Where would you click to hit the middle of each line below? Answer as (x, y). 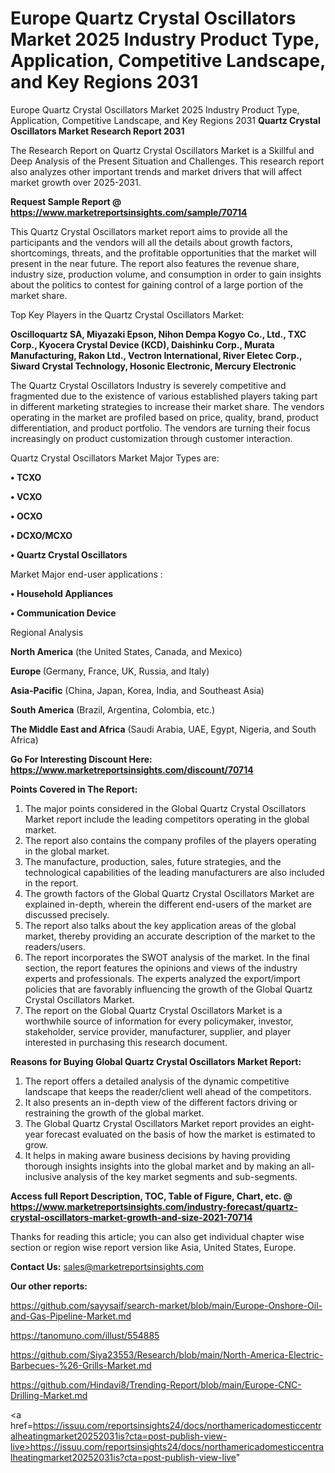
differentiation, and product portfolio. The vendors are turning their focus (160, 428)
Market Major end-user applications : (86, 574)
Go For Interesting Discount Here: (81, 759)
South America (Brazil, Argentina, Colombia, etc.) (113, 709)
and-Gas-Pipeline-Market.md (71, 1316)
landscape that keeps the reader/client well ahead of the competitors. (168, 1091)
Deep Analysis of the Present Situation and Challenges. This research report (167, 161)
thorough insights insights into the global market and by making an (162, 1166)
